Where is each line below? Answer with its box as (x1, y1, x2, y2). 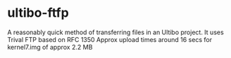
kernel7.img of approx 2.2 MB (7, 43, 93, 51)
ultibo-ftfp (7, 5, 69, 21)
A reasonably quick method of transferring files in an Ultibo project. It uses (7, 28, 224, 36)
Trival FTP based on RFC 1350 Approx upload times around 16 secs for (7, 35, 213, 43)
